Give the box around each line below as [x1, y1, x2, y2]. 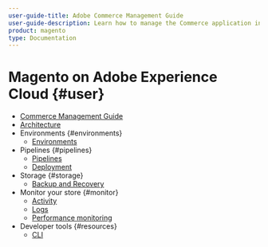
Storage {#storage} [19, 171, 84, 180]
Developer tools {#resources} [19, 222, 117, 231]
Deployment [31, 163, 73, 172]
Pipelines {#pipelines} [19, 145, 93, 155]
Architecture [19, 120, 61, 130]
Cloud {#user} [8, 85, 105, 104]
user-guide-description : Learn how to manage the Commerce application [8, 19, 251, 27]
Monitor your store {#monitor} [19, 188, 119, 198]
